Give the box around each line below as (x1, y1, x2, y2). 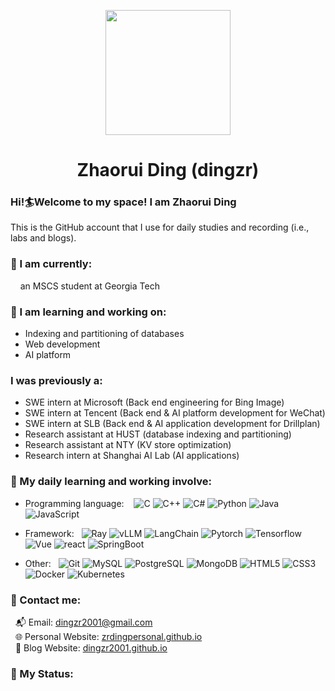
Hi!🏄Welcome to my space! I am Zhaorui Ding (10, 195, 237, 209)
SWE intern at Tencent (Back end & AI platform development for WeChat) (24, 407, 326, 419)
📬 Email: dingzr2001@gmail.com (14, 616, 153, 628)
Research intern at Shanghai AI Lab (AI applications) (24, 450, 240, 462)
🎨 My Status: (10, 666, 74, 680)
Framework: (24, 527, 75, 539)
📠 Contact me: (10, 593, 82, 607)
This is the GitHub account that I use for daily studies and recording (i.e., (10, 221, 310, 234)
